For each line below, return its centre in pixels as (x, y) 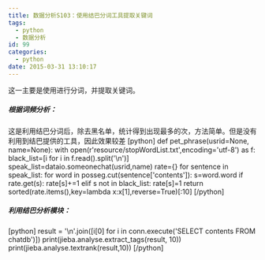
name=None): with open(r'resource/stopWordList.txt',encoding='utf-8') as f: (132, 150)
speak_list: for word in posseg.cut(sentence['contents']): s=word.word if (126, 175)
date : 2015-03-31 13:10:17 (52, 67)
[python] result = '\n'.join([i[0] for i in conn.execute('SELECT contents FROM (132, 231)
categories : (28, 52)
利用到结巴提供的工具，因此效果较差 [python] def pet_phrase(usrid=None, (129, 141)
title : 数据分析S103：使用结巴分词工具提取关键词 (80, 15)
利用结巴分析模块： (39, 210)
